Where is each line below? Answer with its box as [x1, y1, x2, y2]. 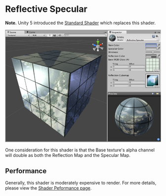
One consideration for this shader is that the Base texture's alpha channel [5, 147, 155, 153]
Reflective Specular [5, 3, 87, 15]
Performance [5, 167, 47, 175]
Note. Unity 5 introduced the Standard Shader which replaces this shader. [5, 20, 156, 26]
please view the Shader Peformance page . [5, 185, 92, 191]
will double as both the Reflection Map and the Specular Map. [5, 152, 131, 158]
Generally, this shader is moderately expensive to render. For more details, [5, 180, 157, 186]
